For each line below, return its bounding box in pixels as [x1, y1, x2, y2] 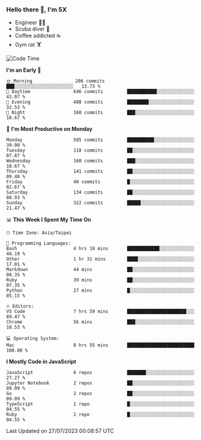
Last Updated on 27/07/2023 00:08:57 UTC [6, 427, 115, 435]
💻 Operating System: [6, 336, 60, 342]
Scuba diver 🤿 [14, 25, 50, 32]
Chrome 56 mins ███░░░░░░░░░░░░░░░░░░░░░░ [6, 319, 195, 326]
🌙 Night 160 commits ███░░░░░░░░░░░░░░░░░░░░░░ [6, 110, 195, 116]
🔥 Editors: [6, 303, 34, 309]
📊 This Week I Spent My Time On [6, 216, 91, 224]
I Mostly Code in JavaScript [6, 358, 77, 365]
